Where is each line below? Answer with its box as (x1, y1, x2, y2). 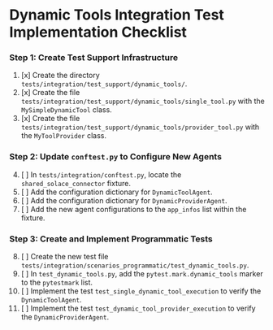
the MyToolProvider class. (20, 131, 106, 141)
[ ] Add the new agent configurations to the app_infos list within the (20, 204, 247, 214)
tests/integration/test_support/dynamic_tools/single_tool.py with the (20, 96, 265, 106)
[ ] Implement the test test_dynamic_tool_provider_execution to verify (20, 303, 256, 314)
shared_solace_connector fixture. (20, 178, 131, 188)
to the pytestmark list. (20, 278, 93, 288)
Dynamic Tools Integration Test (9, 6, 224, 24)
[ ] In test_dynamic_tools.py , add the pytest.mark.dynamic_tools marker (20, 269, 263, 279)
